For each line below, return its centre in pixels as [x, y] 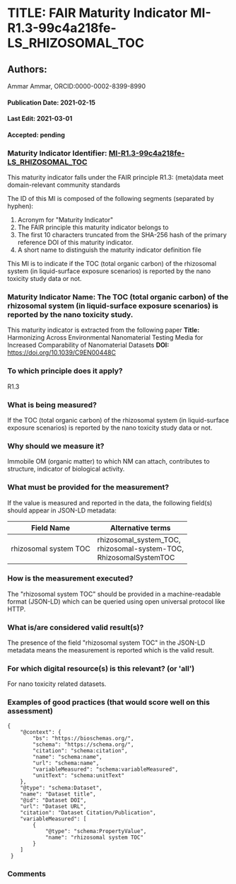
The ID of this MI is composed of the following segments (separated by [111, 199]
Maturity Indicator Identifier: [57, 153]
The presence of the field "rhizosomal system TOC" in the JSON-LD [106, 643]
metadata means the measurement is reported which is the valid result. [111, 650]
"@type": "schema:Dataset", [61, 788]
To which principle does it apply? [65, 371]
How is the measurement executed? [70, 578]
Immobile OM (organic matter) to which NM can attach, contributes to [108, 461]
